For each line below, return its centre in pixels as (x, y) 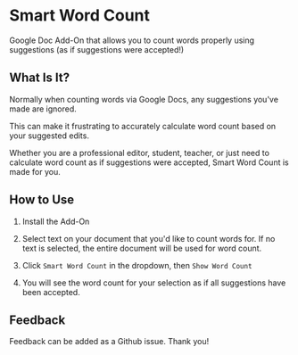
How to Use (42, 200)
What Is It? (39, 78)
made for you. (35, 171)
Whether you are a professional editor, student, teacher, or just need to (140, 153)
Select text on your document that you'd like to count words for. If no (149, 238)
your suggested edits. (49, 136)
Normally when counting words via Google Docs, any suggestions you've (144, 99)
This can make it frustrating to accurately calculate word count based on (143, 126)
